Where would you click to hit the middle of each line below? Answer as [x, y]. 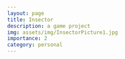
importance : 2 [27, 39]
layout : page [26, 13]
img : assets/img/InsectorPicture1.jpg [62, 32]
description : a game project [49, 26]
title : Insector [30, 20]
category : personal [35, 45]
